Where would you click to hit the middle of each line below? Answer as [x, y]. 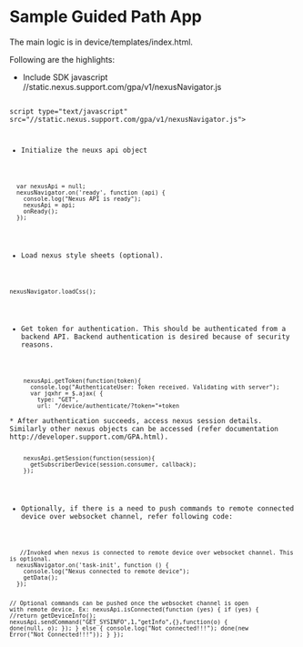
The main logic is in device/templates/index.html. [101, 42]
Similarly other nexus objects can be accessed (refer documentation [144, 430]
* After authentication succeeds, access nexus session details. [136, 421]
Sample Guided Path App [106, 17]
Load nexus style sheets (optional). [92, 255]
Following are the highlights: [62, 59]
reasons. [38, 345]
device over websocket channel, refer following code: [127, 517]
